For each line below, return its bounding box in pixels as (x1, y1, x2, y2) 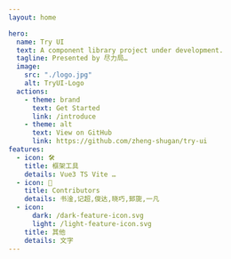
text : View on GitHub (31, 128, 113, 138)
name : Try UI (16, 37, 65, 46)
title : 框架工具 (24, 161, 79, 170)
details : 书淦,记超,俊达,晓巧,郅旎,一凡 (24, 195, 160, 204)
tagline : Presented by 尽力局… (16, 54, 128, 63)
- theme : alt (24, 120, 73, 129)
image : (16, 62, 41, 71)
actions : (16, 86, 49, 96)
